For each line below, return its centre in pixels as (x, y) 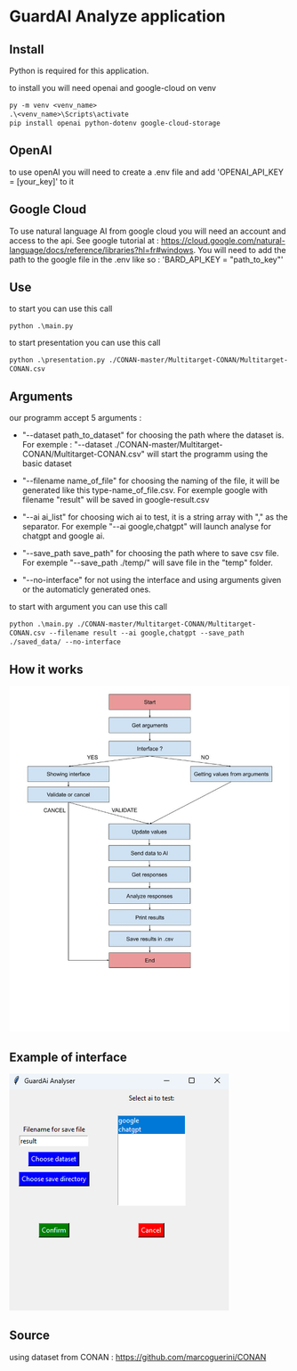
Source (30, 1336)
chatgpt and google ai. (63, 536)
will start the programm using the (207, 454)
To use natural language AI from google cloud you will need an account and (148, 231)
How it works (46, 669)
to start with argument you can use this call (88, 607)
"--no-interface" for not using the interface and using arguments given (152, 580)
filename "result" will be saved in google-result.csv (116, 500)
